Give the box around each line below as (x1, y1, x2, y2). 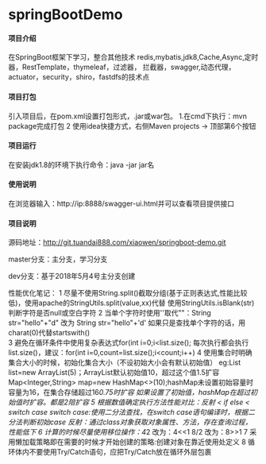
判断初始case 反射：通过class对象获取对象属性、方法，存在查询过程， (21, 417, 253, 427)
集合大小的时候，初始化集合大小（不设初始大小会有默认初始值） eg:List (8, 358, 241, 367)
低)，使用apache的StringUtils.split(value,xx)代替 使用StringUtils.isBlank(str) (8, 298, 255, 307)
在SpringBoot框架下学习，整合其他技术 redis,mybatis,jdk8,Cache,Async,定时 (8, 52, 259, 62)
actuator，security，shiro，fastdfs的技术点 (8, 72, 150, 82)
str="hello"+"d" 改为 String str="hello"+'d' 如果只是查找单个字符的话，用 (8, 318, 246, 327)
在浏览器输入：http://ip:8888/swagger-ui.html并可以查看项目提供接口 (8, 199, 235, 208)
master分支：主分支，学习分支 (8, 254, 108, 264)
